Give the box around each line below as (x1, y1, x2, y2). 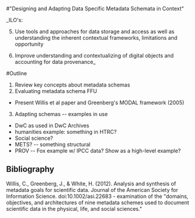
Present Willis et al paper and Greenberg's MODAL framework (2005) (14, 99, 185, 106)
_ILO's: (6, 17, 23, 23)
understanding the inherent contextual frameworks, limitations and (14, 34, 178, 41)
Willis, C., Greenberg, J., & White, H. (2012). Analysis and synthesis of (6, 180, 177, 187)
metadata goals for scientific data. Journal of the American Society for (6, 186, 178, 193)
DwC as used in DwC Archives (14, 122, 89, 129)
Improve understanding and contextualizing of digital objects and (14, 52, 174, 59)
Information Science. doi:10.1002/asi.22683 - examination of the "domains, (6, 193, 188, 200)
